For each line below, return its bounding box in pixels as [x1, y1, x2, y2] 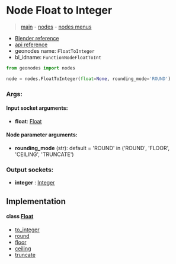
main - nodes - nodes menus [20, 23, 92, 30]
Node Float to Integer [6, 4, 113, 17]
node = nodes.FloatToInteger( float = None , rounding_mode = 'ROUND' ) [6, 75, 171, 82]
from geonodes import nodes [6, 65, 76, 71]
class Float [6, 213, 34, 220]
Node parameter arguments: [6, 131, 78, 138]
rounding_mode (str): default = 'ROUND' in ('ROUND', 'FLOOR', [14, 145, 170, 152]
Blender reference [14, 34, 59, 42]
